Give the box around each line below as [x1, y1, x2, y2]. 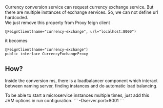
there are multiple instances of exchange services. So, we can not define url [5, 9, 159, 15]
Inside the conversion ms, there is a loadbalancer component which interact [5, 78, 158, 84]
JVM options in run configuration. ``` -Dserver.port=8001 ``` [5, 97, 124, 103]
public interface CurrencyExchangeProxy [5, 51, 89, 56]
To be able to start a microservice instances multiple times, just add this [5, 92, 150, 98]
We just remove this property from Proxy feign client [5, 20, 110, 25]
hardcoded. [5, 15, 28, 20]
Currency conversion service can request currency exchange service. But [5, 4, 154, 10]
